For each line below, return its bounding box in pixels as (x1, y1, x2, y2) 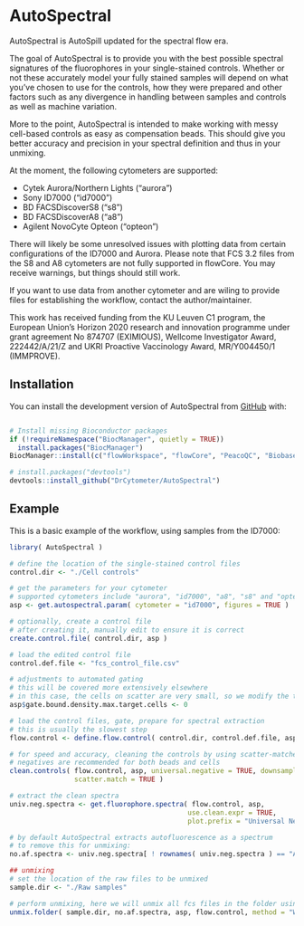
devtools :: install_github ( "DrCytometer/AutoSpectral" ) (9, 476, 221, 485)
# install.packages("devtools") (9, 468, 131, 477)
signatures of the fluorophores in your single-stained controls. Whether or (9, 62, 285, 73)
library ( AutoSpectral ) (9, 542, 103, 552)
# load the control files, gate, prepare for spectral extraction (9, 716, 265, 725)
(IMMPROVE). (9, 350, 61, 361)
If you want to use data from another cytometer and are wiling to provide (9, 284, 280, 295)
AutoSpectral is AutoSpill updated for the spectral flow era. (9, 35, 229, 46)
